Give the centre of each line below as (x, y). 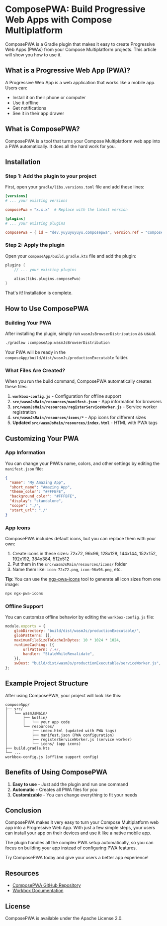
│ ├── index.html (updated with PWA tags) (61, 731)
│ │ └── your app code (38, 722)
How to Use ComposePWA (47, 308)
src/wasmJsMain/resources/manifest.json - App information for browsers (87, 402)
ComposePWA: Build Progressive (75, 9)
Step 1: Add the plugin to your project (51, 176)
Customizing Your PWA (42, 438)
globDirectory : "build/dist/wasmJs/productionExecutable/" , (78, 631)
